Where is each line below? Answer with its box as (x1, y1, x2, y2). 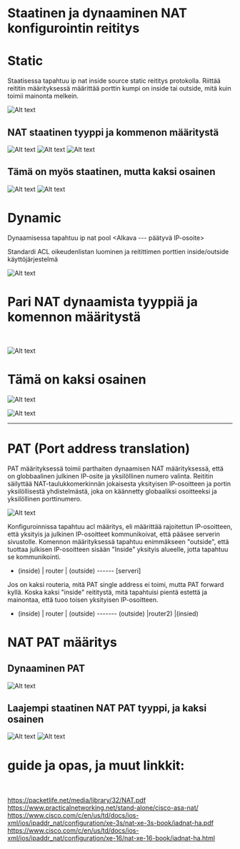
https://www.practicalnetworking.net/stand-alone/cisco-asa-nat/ (7, 803, 199, 812)
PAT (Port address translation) (7, 441, 191, 456)
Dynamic (7, 209, 62, 226)
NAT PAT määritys (7, 634, 118, 650)
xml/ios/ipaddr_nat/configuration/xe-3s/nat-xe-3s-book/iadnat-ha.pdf (7, 819, 214, 828)
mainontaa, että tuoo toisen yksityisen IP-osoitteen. (7, 595, 159, 604)
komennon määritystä (7, 308, 141, 325)
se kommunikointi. (7, 552, 61, 561)
